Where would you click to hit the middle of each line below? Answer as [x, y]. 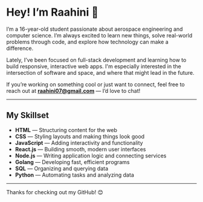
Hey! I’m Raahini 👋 [52, 12]
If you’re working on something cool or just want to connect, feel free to [96, 84]
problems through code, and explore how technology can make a [88, 42]
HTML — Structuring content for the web [66, 130]
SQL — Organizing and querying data [62, 168]
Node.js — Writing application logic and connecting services [91, 156]
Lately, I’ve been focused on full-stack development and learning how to [96, 60]
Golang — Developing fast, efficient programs [72, 162]
